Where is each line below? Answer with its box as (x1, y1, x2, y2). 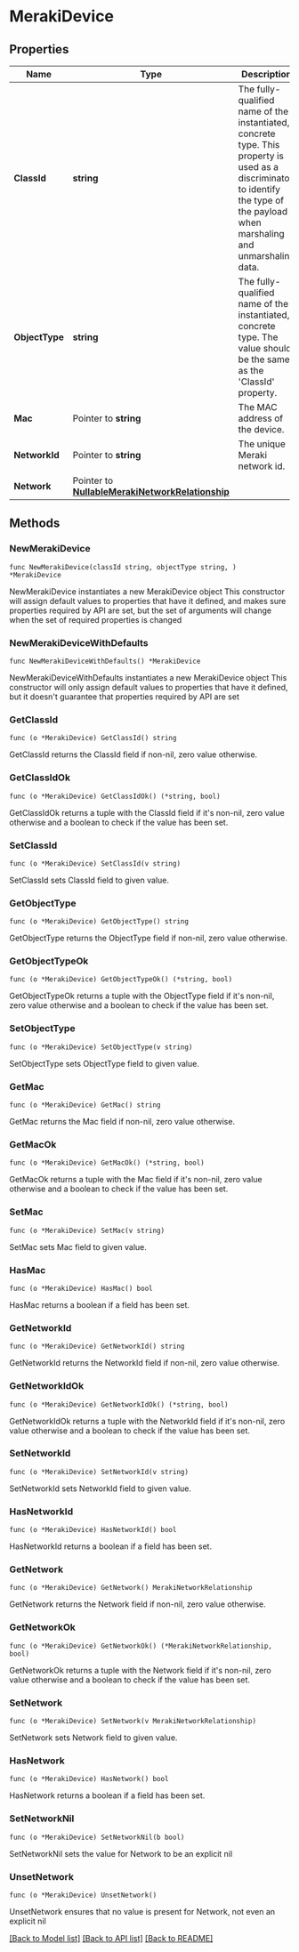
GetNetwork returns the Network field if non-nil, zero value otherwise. (9, 1599, 266, 1609)
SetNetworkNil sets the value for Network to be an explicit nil (9, 1848, 233, 1859)
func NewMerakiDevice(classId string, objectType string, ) (9, 562, 238, 571)
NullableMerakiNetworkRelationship (72, 486, 230, 497)
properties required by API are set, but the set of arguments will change (9, 605, 272, 616)
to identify (238, 183, 281, 195)
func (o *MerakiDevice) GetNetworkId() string (9, 1342, 185, 1351)
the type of (238, 194, 285, 206)
